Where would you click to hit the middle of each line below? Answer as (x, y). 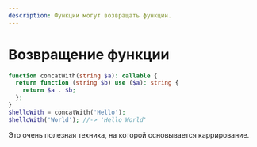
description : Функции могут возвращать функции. (90, 15)
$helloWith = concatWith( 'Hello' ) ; (67, 112)
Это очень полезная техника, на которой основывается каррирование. (129, 134)
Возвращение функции (89, 54)
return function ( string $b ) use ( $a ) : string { (97, 83)
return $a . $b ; (50, 90)
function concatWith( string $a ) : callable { (83, 76)
